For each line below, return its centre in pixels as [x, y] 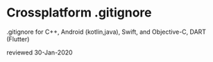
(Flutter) [18, 39]
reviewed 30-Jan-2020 [40, 52]
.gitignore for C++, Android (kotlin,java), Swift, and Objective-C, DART [106, 32]
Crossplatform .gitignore [79, 13]
